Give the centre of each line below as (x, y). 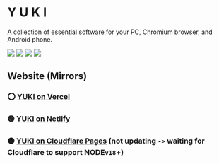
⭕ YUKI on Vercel (39, 97)
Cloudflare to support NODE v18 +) (66, 153)
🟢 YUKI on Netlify (39, 119)
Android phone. (30, 39)
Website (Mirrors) (47, 76)
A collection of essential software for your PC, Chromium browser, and (110, 32)
